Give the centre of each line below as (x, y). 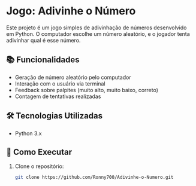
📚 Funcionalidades (43, 60)
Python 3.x (28, 133)
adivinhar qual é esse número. (43, 40)
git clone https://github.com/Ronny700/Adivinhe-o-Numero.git (94, 178)
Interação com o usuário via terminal (60, 83)
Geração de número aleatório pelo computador (73, 77)
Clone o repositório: (39, 166)
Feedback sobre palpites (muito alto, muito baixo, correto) (87, 90)
